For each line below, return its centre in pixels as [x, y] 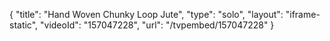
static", [24, 25]
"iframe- [303, 14]
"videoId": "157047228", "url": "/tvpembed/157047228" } [157, 25]
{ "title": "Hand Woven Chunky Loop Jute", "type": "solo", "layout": [146, 14]
